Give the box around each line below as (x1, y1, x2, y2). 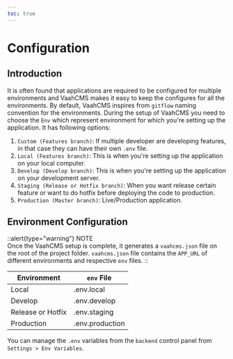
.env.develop (73, 296, 116, 306)
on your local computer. (17, 159, 86, 167)
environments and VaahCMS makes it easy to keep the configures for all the (7, 93, 225, 102)
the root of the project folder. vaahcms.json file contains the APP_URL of (7, 249, 208, 257)
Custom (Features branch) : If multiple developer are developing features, (17, 136, 226, 145)
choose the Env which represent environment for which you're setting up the (7, 115, 226, 124)
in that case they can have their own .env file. (17, 144, 148, 152)
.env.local (73, 285, 106, 294)
